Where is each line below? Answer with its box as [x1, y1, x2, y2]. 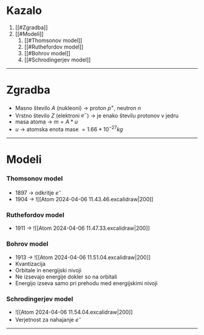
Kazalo [6, 4, 42, 18]
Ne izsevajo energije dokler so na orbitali [15, 273, 117, 280]
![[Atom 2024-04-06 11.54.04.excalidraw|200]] [15, 308, 133, 316]
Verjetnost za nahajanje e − [15, 314, 82, 323]
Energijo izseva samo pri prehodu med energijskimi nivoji [15, 279, 158, 286]
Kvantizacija [15, 260, 46, 268]
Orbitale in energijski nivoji [15, 266, 82, 274]
